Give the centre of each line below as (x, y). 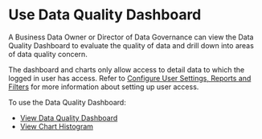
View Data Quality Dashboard (69, 117)
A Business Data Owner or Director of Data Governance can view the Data (131, 37)
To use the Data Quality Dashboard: (67, 102)
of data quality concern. (48, 54)
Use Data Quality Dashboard (105, 15)
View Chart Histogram (57, 126)
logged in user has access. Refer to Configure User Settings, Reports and (130, 78)
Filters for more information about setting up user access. (104, 87)
